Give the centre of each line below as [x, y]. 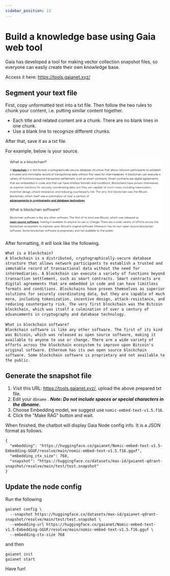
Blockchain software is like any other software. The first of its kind [84, 330]
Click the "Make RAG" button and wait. [53, 415]
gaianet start [20, 559]
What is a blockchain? [29, 253]
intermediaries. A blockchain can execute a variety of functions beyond [85, 274]
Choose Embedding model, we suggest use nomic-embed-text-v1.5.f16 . [88, 410]
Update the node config [44, 487]
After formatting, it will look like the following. [53, 243]
